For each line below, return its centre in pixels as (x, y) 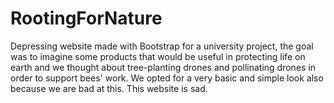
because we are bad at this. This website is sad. (109, 88)
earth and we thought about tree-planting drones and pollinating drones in (163, 67)
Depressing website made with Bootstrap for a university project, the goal (162, 46)
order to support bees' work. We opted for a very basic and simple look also (167, 78)
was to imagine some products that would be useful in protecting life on (158, 56)
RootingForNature (86, 18)
